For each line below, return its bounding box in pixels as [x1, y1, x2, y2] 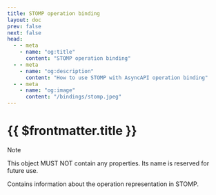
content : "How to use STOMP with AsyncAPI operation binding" [25, 74, 208, 81]
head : [7, 36, 23, 43]
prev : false [7, 23, 41, 30]
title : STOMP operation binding [7, 10, 100, 17]
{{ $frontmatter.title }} [7, 123, 137, 138]
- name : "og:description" [19, 68, 95, 74]
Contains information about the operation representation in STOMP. [7, 180, 199, 188]
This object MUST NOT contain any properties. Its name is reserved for [7, 159, 209, 167]
